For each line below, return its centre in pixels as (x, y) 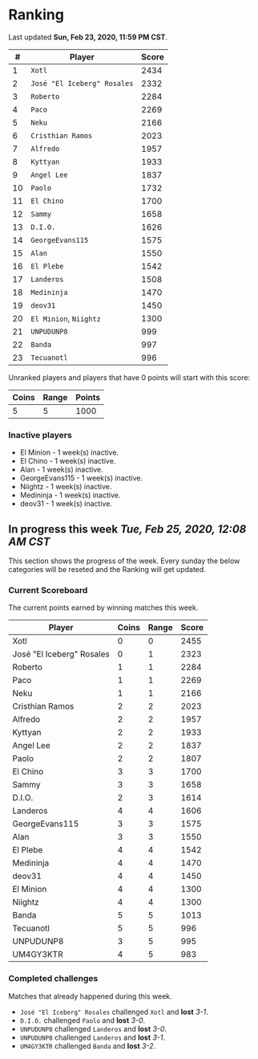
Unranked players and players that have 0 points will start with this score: (129, 377)
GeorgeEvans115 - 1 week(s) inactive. (81, 478)
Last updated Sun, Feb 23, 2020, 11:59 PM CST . (88, 37)
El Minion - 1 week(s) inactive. (69, 452)
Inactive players (40, 435)
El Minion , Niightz (66, 318)
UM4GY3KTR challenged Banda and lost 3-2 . (88, 1045)
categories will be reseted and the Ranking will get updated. (107, 570)
